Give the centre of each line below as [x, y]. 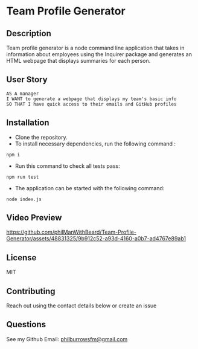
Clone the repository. [41, 137]
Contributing [31, 291]
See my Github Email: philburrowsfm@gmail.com [67, 339]
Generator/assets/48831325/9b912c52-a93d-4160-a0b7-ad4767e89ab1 [96, 239]
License [21, 258]
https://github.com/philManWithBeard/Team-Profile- [72, 232]
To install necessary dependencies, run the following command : [95, 144]
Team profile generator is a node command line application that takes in [95, 48]
